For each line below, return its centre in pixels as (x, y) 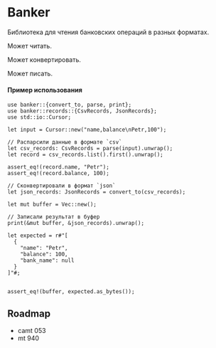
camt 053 (32, 330)
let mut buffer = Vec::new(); (52, 205)
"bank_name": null (47, 260)
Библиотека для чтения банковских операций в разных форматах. (108, 32)
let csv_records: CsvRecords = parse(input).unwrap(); (90, 149)
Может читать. (29, 46)
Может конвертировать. (44, 59)
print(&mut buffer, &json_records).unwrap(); (76, 223)
